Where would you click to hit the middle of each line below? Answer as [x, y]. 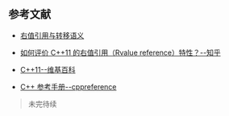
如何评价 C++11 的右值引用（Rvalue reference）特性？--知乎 [120, 52]
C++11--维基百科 [48, 69]
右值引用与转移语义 [52, 35]
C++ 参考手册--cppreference [68, 86]
